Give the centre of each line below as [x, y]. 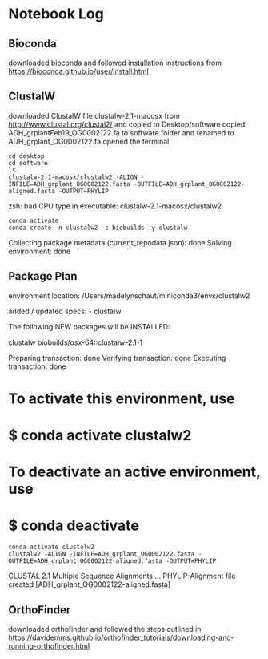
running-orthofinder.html [49, 645]
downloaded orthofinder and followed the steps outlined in [105, 629]
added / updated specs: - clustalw [65, 311]
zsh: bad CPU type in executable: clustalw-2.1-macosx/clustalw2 [115, 206]
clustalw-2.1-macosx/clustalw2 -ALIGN [73, 177]
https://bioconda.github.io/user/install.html [79, 71]
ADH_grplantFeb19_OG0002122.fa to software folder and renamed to [121, 132]
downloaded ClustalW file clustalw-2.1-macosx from [94, 115]
